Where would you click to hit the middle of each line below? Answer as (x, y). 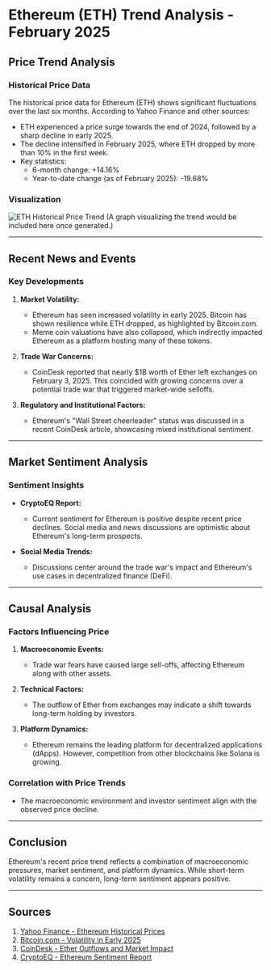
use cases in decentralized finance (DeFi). (102, 575)
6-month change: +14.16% (76, 169)
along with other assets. (72, 674)
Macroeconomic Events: (62, 650)
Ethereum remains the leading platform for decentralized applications (147, 745)
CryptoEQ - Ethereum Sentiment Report (85, 957)
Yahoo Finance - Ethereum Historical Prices (92, 931)
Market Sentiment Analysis (78, 462)
